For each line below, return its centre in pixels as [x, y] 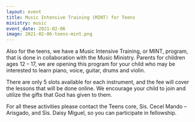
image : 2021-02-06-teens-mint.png [49, 34]
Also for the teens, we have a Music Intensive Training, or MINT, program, [97, 51]
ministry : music [26, 23]
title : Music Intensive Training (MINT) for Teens [71, 17]
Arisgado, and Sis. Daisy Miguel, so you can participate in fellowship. [91, 113]
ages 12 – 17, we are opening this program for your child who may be [91, 64]
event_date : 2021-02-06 [36, 29]
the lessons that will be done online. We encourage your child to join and [96, 88]
